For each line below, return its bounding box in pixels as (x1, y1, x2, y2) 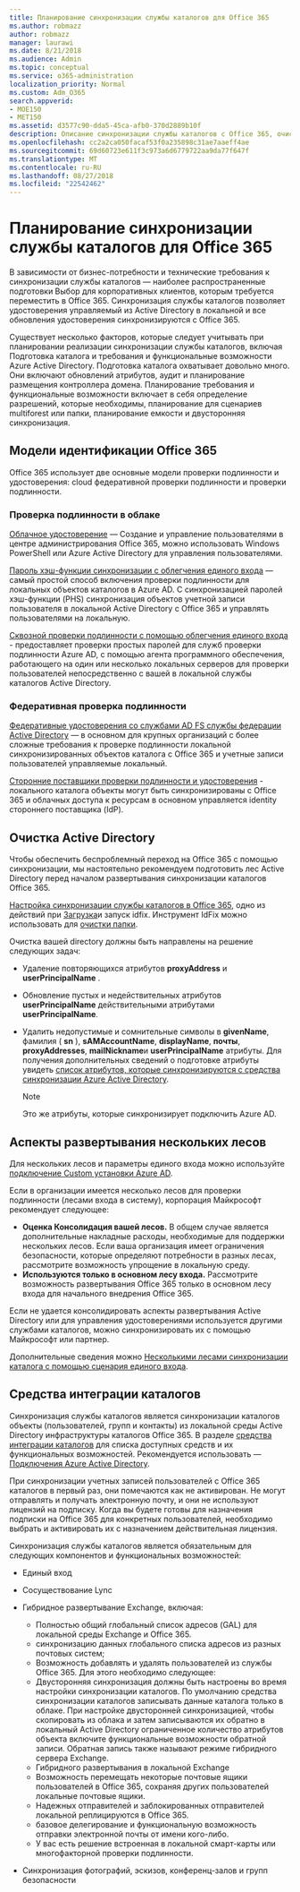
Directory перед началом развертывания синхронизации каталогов (9, 873, 267, 884)
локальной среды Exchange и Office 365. (35, 1629, 192, 1639)
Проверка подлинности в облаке (9, 508, 161, 520)
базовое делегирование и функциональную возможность (35, 1819, 257, 1829)
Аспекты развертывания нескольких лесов (9, 1134, 267, 1150)
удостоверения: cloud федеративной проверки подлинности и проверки (9, 476, 287, 487)
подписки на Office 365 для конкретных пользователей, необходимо (9, 1513, 273, 1524)
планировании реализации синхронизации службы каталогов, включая (9, 341, 283, 352)
